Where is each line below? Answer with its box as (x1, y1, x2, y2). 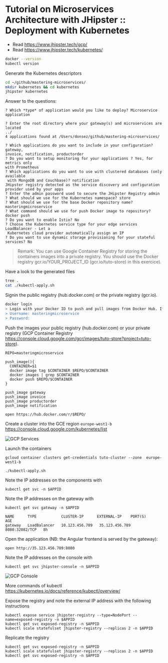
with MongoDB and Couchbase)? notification (7, 178, 99, 183)
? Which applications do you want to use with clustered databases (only (5, 169, 162, 174)
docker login (5, 302, 32, 307)
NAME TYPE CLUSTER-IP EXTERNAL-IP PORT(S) (5, 514, 146, 519)
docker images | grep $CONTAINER (9, 372, 79, 377)
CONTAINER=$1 (9, 363, 37, 369)
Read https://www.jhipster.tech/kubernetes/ (12, 47, 103, 53)
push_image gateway (5, 390, 46, 395)
